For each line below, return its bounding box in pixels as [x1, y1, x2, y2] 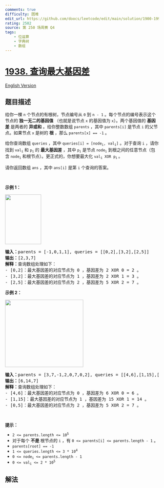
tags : [5, 30, 16, 35]
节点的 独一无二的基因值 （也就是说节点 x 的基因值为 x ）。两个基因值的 [5, 118, 146, 123]
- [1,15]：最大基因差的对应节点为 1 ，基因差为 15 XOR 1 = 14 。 [5, 396, 149, 402]
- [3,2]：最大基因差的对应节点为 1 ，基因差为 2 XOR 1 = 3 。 [5, 273, 142, 279]
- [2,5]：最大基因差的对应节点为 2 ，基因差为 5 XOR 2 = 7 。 [5, 279, 142, 285]
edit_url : [5, 16, 25, 21]
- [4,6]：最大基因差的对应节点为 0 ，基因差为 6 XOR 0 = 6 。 [5, 390, 142, 396]
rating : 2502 [5, 20, 32, 26]
